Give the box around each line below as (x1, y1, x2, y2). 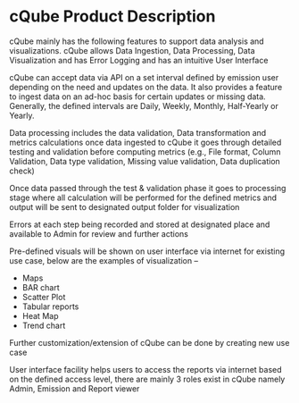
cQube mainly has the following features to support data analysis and (9, 36, 265, 46)
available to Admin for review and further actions (9, 228, 189, 239)
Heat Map (21, 310, 59, 321)
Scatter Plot (21, 291, 66, 302)
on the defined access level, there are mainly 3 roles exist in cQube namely (9, 374, 286, 384)
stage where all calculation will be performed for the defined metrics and (9, 192, 278, 203)
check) (9, 165, 36, 176)
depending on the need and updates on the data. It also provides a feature (9, 81, 283, 92)
